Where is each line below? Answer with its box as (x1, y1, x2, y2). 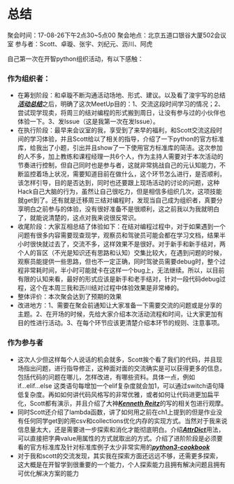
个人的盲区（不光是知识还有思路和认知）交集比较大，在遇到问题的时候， (17, 249, 226, 257)
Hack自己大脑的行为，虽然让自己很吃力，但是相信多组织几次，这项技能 (17, 187, 222, 196)
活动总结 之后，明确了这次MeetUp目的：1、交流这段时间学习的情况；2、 (17, 99, 225, 109)
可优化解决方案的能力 (17, 469, 79, 477)
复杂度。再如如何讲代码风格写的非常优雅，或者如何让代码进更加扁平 (23, 390, 220, 399)
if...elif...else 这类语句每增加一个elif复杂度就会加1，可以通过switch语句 (17, 381, 219, 389)
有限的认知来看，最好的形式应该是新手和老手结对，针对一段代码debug (17, 275, 220, 284)
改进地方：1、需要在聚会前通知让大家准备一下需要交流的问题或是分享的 (17, 301, 222, 310)
